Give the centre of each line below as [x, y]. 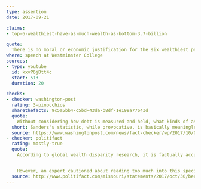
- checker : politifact [34, 138]
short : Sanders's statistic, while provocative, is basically [91, 127]
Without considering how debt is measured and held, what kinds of [103, 122]
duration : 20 [28, 83]
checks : [16, 94]
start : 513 [25, 78]
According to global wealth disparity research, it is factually [100, 155]
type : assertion [26, 12]
